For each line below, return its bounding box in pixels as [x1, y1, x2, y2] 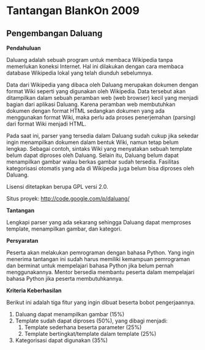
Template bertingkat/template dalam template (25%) [24, 330, 157, 337]
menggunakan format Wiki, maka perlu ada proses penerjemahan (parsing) [6, 114, 196, 121]
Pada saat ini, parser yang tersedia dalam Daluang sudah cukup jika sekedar [6, 132, 199, 139]
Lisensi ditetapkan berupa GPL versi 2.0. [6, 183, 108, 190]
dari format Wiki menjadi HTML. [6, 120, 87, 127]
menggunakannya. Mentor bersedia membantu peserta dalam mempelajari [6, 268, 195, 276]
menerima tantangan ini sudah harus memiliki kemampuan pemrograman [6, 256, 190, 262]
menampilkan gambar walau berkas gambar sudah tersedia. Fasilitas [6, 158, 179, 165]
